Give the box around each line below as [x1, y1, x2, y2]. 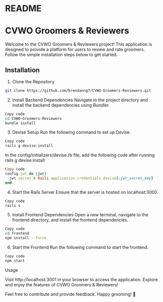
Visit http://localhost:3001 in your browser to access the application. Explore [5, 276, 158, 283]
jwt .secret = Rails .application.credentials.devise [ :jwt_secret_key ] [9, 176, 153, 181]
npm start [5, 258, 25, 263]
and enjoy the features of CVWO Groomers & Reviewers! [5, 282, 118, 287]
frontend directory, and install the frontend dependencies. [12, 217, 128, 223]
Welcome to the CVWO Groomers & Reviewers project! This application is [5, 41, 152, 47]
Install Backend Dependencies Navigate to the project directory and [12, 97, 148, 103]
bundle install [5, 120, 36, 126]
